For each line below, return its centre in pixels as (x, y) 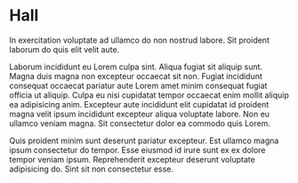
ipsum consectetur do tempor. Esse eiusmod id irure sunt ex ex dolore (137, 150)
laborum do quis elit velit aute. (64, 49)
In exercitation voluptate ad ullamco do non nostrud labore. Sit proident (139, 40)
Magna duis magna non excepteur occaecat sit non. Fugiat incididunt (136, 76)
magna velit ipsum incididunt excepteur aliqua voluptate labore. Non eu (139, 114)
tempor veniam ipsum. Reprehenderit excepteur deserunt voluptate (132, 159)
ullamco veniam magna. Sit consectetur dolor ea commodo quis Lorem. (140, 123)
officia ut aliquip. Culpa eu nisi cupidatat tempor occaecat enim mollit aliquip (149, 95)
